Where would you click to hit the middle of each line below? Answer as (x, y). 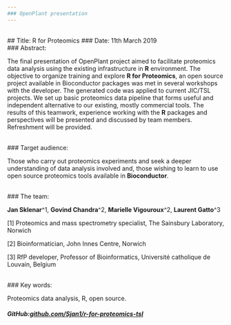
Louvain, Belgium (32, 264)
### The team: (28, 196)
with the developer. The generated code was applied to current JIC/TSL (109, 90)
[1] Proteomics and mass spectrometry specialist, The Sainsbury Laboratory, (116, 223)
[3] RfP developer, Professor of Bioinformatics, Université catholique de (109, 257)
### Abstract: (27, 48)
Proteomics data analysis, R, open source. (67, 298)
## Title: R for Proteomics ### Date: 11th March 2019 (82, 40)
